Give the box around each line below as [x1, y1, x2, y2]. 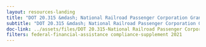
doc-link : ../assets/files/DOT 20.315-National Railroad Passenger [6, 26, 183, 32]
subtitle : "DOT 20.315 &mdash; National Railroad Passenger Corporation [6, 20, 196, 26]
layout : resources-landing [6, 9, 75, 15]
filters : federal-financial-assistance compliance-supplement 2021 [6, 32, 183, 38]
